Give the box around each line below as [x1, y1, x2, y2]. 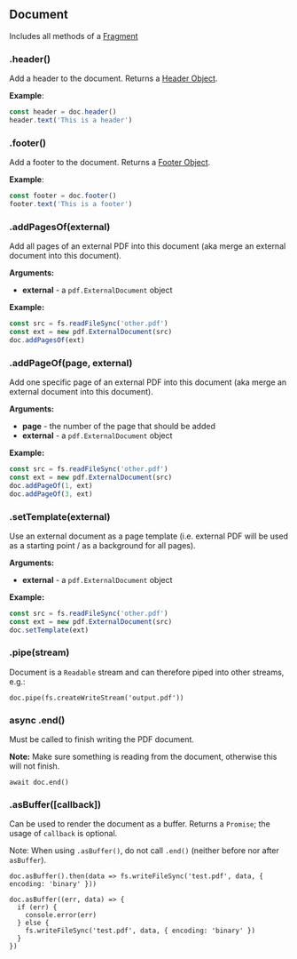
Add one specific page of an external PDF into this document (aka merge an [9, 377, 287, 388]
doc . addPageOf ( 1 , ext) [9, 481, 93, 490]
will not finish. [9, 761, 60, 771]
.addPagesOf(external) [9, 220, 111, 233]
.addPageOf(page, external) [9, 356, 133, 369]
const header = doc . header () [9, 108, 117, 116]
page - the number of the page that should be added [21, 421, 215, 432]
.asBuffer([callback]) [9, 799, 102, 811]
